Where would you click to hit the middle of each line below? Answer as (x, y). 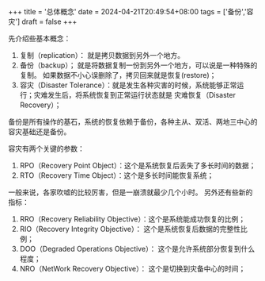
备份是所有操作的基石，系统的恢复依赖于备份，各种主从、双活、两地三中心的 (133, 122)
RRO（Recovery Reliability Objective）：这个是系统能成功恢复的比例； (132, 219)
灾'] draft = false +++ (43, 21)
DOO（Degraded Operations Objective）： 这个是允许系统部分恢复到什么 (137, 249)
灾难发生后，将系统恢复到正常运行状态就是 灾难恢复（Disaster (134, 95)
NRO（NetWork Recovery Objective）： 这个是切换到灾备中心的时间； (132, 269)
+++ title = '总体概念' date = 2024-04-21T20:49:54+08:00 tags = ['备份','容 (131, 12)
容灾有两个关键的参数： (46, 148)
